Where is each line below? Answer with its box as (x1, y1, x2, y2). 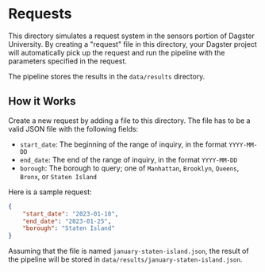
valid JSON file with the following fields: (8, 124, 139, 133)
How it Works (8, 94, 76, 108)
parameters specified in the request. (8, 56, 127, 66)
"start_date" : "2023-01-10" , (22, 209, 119, 218)
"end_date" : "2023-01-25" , (22, 217, 112, 225)
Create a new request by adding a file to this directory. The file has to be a (8, 116, 251, 125)
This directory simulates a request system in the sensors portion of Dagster (8, 31, 255, 40)
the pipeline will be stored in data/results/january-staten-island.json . (8, 255, 243, 264)
